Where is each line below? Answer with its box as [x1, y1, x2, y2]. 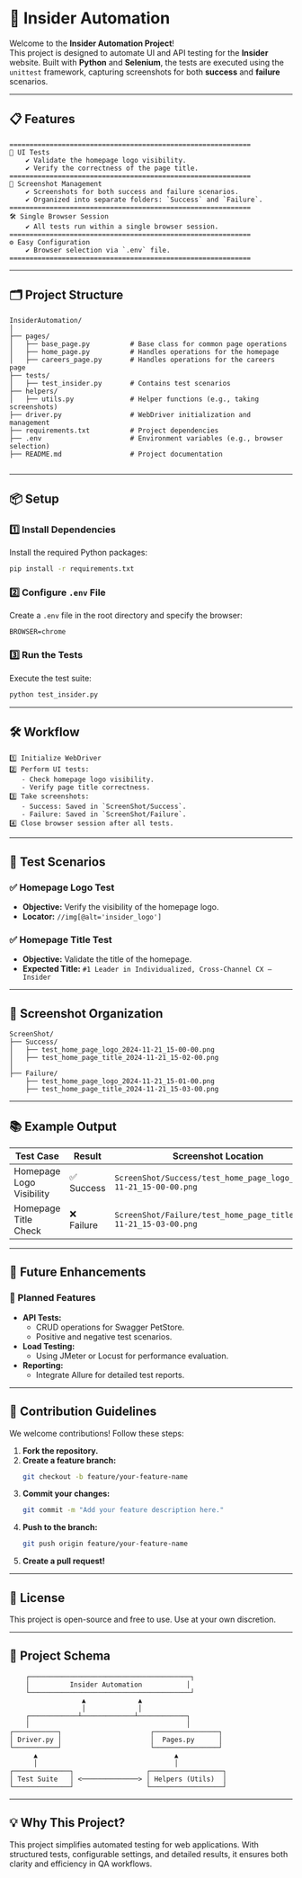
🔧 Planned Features [9, 1292, 96, 1304]
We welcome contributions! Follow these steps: [9, 1428, 184, 1438]
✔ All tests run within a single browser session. [25, 222, 219, 231]
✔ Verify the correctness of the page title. [25, 164, 200, 173]
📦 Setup [9, 491, 60, 506]
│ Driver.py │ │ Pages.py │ [9, 1735, 223, 1744]
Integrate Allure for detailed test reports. [35, 1369, 185, 1380]
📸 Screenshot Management [9, 179, 102, 188]
